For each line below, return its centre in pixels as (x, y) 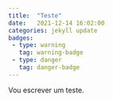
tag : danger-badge (49, 68)
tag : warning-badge (51, 52)
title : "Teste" (35, 16)
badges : (21, 38)
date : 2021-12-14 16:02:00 (56, 23)
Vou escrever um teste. (47, 90)
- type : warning (39, 45)
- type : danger (37, 60)
